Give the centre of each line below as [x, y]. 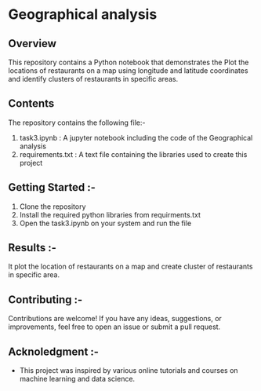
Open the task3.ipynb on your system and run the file [105, 223]
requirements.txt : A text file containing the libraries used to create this [133, 154]
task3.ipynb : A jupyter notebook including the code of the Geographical [136, 137]
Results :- [32, 248]
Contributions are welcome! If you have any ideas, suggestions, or [115, 319]
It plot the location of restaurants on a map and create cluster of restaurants [130, 267]
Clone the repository [53, 206]
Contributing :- [45, 300]
